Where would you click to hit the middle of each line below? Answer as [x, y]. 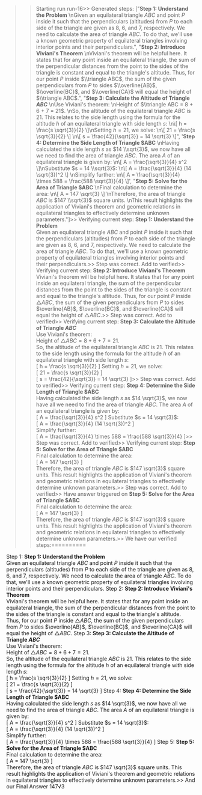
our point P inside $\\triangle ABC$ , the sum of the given [106, 79]
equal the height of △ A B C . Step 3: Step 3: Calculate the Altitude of [90, 633]
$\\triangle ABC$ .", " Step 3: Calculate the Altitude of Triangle [113, 98]
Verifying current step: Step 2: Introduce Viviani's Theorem [110, 270]
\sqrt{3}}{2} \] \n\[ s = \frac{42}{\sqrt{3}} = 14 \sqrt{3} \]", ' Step [115, 136]
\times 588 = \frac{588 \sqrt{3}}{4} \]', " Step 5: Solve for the [112, 181]
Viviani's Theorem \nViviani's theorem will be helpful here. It [112, 53]
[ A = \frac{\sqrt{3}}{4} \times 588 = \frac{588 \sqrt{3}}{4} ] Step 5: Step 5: [100, 742]
